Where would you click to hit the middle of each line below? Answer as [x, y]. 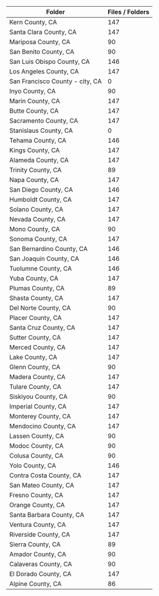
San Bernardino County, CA [49, 249]
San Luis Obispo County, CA [49, 62]
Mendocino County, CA [42, 426]
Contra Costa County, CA [46, 475]
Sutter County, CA [35, 337]
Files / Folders [129, 12]
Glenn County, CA [35, 367]
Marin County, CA [35, 101]
